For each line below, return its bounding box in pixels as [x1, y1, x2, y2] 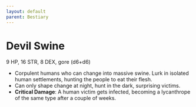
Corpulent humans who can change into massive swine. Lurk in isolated [14, 70, 190, 77]
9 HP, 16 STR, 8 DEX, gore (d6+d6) [6, 58, 91, 65]
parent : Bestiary [6, 14, 49, 20]
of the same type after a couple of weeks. [14, 95, 117, 102]
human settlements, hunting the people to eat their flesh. [14, 76, 152, 83]
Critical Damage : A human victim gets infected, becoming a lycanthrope [14, 88, 191, 95]
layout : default [6, 8, 46, 15]
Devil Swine [6, 39, 65, 53]
